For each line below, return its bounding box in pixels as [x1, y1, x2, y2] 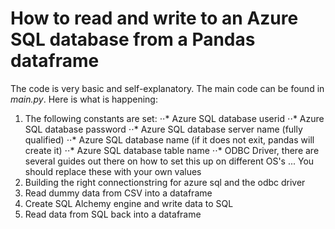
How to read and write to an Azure [10, 7, 299, 30]
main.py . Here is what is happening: [10, 93, 158, 105]
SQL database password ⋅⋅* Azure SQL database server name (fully [24, 123, 303, 135]
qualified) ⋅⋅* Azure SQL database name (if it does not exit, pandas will [24, 133, 315, 146]
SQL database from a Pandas [10, 28, 256, 51]
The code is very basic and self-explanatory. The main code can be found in [10, 82, 325, 94]
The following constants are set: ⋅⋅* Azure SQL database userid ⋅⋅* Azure [24, 112, 325, 124]
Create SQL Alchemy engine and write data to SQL [24, 197, 234, 209]
